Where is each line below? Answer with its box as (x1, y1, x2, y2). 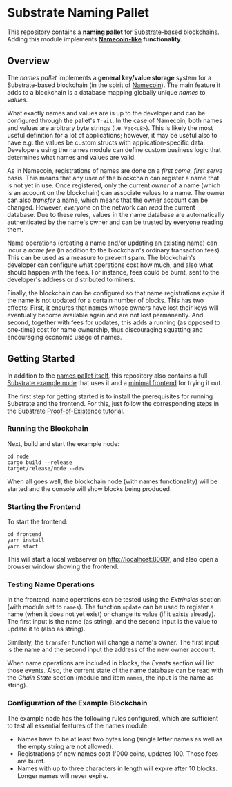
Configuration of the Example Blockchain (7, 698, 148, 708)
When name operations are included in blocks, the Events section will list (7, 659, 215, 667)
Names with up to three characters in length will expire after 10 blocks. (17, 764, 218, 772)
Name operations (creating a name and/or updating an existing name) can (7, 239, 217, 247)
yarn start (7, 543, 39, 550)
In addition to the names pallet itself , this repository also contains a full (7, 371, 208, 380)
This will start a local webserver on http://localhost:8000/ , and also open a (7, 555, 219, 564)
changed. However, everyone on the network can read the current (7, 203, 195, 212)
